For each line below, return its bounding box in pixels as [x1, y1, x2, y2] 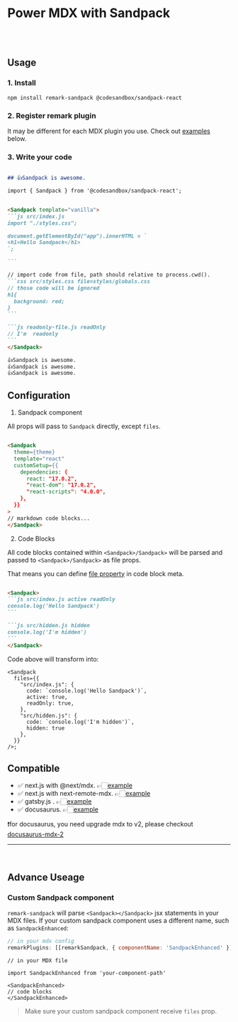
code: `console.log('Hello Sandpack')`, [25, 687, 147, 694]
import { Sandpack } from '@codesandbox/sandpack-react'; [7, 187, 182, 195]
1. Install [7, 78, 37, 88]
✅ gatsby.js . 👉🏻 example [17, 797, 92, 806]
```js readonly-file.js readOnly [7, 324, 106, 331]
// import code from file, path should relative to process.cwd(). [7, 272, 211, 279]
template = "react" [13, 455, 65, 462]
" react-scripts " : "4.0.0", [25, 489, 106, 496]
